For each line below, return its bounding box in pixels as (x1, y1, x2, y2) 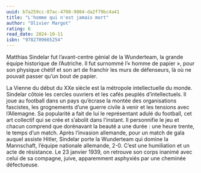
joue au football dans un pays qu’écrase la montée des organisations (6, 97, 177, 104)
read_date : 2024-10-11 (6, 31, 63, 37)
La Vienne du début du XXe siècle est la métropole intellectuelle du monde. (6, 84, 193, 91)
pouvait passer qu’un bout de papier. (6, 73, 97, 80)
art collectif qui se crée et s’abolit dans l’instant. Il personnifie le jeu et (6, 116, 179, 124)
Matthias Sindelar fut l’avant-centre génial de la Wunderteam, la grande (6, 54, 184, 60)
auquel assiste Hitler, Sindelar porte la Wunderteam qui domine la (6, 136, 169, 142)
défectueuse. (6, 161, 39, 168)
